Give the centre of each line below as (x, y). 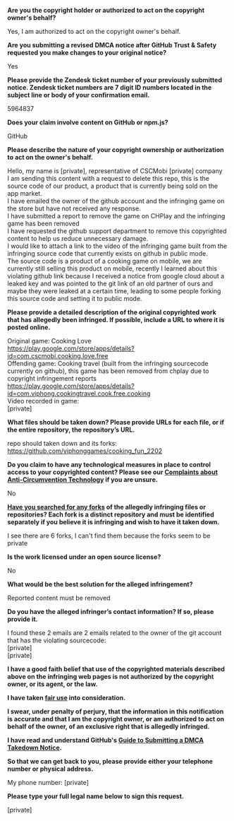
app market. (25, 193)
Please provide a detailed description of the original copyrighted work (112, 312)
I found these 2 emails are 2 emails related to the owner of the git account (115, 633)
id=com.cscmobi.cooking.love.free (58, 356)
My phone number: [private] (48, 782)
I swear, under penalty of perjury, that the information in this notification (116, 711)
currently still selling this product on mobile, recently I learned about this (112, 268)
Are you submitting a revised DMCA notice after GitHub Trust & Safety (112, 45)
